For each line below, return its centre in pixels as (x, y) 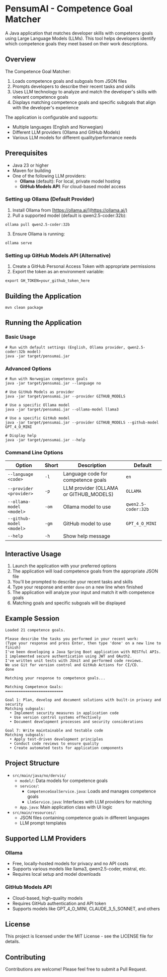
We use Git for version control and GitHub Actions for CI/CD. (72, 665)
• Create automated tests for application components (66, 748)
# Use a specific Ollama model (38, 405)
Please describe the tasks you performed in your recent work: (72, 639)
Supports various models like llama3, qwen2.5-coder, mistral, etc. (80, 869)
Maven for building (32, 171)
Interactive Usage (33, 554)
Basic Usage (21, 337)
